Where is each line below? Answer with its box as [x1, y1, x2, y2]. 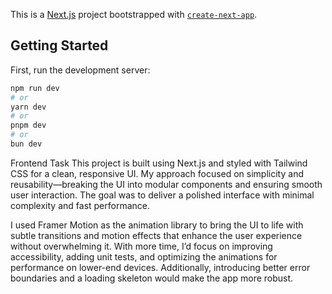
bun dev [10, 139, 43, 149]
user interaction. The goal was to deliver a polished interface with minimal [10, 189, 315, 201]
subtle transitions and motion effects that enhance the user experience [10, 229, 303, 241]
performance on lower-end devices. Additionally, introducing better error [10, 261, 311, 273]
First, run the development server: [10, 64, 151, 76]
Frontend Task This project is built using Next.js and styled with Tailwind [10, 157, 308, 169]
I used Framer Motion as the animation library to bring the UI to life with [10, 219, 304, 231]
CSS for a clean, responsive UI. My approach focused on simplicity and [10, 167, 304, 179]
